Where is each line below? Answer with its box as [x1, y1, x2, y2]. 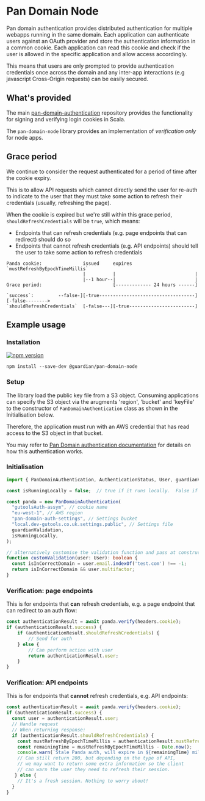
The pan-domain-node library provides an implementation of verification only [6, 127, 196, 135]
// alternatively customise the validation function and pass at [6, 549, 176, 556]
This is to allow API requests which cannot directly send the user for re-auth [6, 186, 198, 193]
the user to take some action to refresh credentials [15, 248, 142, 256]
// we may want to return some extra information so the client [17, 761, 184, 767]
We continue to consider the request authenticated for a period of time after [6, 168, 197, 175]
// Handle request [12, 721, 59, 727]
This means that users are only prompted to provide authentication [6, 62, 174, 70]
